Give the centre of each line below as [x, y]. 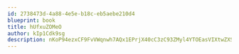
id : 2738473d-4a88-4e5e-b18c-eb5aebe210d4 [71, 14]
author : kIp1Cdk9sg [36, 33]
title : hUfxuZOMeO [34, 27]
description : [27, 40]
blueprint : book [31, 20]
